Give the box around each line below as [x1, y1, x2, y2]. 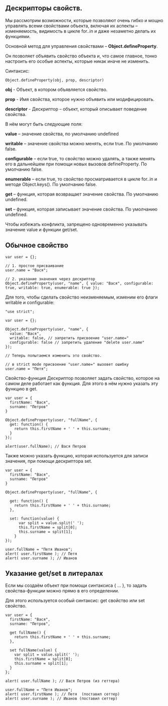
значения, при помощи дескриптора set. [5, 458, 92, 464]
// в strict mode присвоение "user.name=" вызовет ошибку [5, 362, 129, 367]
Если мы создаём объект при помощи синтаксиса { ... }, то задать [5, 582, 147, 588]
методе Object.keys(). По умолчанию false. [5, 181, 97, 187]
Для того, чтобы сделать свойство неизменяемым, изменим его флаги [5, 294, 158, 300]
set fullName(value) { [10, 648, 57, 653]
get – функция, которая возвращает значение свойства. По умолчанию [5, 191, 159, 197]
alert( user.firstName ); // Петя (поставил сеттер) [5, 692, 120, 697]
